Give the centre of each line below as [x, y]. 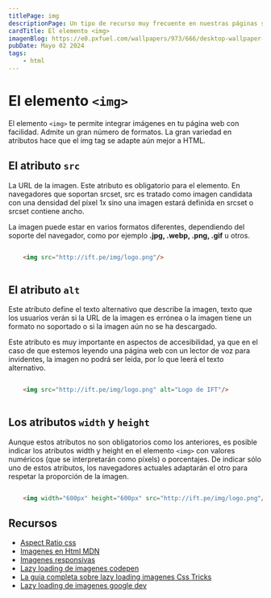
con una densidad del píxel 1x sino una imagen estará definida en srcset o [131, 202]
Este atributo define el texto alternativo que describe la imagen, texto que [130, 310]
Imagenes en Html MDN [60, 551]
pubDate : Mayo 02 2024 [46, 46]
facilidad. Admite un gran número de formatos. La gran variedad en [120, 132]
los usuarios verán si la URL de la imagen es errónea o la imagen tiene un [130, 318]
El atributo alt [44, 290]
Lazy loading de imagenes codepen [79, 569]
